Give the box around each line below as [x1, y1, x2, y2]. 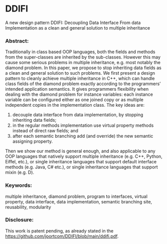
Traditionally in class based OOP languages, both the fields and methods [5, 49, 155, 55]
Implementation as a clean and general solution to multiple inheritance [5, 25, 150, 31]
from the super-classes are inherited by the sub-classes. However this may [5, 54, 161, 60]
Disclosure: [5, 216, 34, 223]
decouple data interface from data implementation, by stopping [12, 112, 143, 118]
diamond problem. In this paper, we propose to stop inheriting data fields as [5, 65, 161, 71]
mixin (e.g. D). [5, 169, 34, 175]
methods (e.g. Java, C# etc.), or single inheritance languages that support [5, 164, 158, 170]
